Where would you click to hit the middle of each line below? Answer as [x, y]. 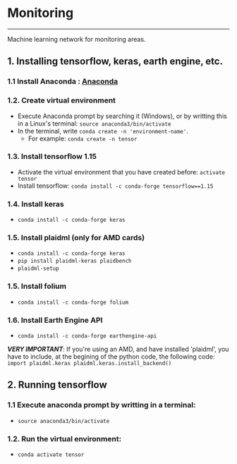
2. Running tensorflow [57, 385]
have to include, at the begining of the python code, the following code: [111, 357]
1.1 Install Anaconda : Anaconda [63, 81]
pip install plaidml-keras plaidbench [74, 261]
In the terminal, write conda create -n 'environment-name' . [103, 131]
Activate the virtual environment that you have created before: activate [121, 172]
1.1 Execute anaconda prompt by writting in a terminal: [102, 405]
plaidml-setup [38, 269]
